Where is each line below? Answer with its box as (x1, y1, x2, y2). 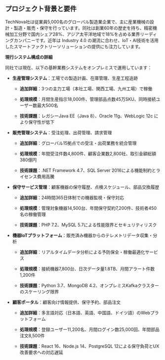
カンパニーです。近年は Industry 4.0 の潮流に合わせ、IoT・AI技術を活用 (13, 37, 159, 43)
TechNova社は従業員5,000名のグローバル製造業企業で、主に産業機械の (5, 19, 150, 25)
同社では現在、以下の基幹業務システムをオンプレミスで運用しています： (5, 64, 152, 70)
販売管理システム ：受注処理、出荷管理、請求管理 (12, 129, 112, 135)
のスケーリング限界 (19, 289, 59, 295)
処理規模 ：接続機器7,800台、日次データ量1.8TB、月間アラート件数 (19, 265, 155, 271)
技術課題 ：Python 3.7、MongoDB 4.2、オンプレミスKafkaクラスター (19, 282, 160, 288)
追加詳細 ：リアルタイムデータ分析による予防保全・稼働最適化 (19, 249, 145, 255)
